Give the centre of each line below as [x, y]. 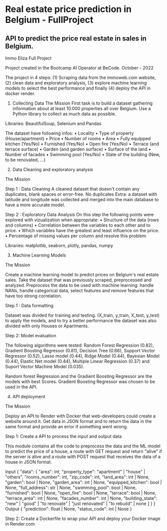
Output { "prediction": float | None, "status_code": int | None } [69, 509]
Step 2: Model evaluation [31, 336]
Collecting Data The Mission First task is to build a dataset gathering [83, 103]
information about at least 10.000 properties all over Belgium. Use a [82, 108]
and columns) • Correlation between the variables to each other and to [78, 225]
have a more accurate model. [35, 205]
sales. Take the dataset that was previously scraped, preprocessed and [79, 280]
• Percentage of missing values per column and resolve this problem [76, 236]
